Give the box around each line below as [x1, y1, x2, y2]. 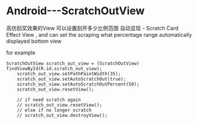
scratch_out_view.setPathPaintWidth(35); [17, 71, 121, 77]
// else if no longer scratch [17, 107, 92, 113]
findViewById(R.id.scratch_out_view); [6, 65, 102, 72]
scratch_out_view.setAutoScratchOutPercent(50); [17, 81, 140, 87]
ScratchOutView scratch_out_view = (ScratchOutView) [6, 61, 140, 66]
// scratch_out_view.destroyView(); [17, 112, 108, 118]
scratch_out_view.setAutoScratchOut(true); [17, 76, 127, 82]
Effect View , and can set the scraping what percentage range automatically [6, 31, 192, 38]
